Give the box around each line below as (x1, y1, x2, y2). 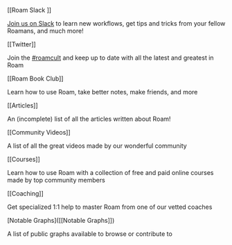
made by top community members (7, 176, 105, 184)
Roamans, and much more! (7, 27, 84, 35)
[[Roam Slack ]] (7, 6, 52, 14)
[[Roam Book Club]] (7, 74, 64, 83)
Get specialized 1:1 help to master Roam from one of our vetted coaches (7, 203, 213, 211)
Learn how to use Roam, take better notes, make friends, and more (7, 88, 198, 96)
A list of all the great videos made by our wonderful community (7, 142, 187, 150)
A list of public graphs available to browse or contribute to (7, 230, 173, 238)
